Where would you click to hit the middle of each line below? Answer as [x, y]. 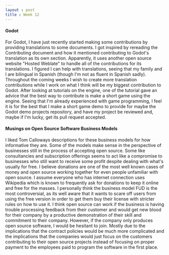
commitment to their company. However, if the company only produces [79, 220]
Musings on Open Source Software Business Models [61, 129]
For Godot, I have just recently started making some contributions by [76, 42]
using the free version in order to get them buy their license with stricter [80, 199]
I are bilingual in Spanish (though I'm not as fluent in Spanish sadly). [76, 74]
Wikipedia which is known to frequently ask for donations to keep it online [82, 183]
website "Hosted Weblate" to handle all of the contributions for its [73, 63]
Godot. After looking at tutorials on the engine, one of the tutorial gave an [81, 90]
